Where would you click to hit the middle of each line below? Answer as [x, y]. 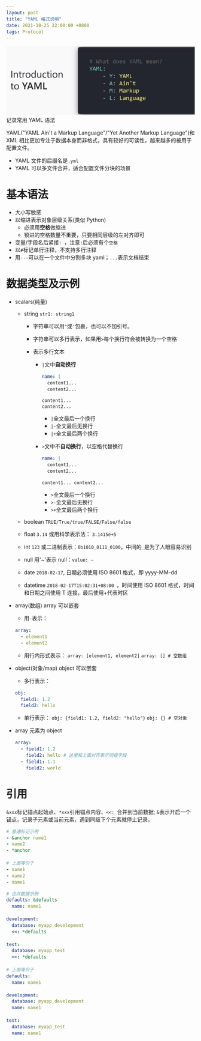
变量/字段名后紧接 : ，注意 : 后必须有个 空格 [66, 242]
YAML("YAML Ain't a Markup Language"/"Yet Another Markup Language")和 [100, 133]
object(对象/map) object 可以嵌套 [56, 668]
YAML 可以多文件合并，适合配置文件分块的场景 [73, 168]
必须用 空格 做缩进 [45, 227]
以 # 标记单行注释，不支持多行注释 [56, 250]
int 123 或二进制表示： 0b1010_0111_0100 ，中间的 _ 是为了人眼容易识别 [107, 547]
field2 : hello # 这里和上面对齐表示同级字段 [76, 756]
